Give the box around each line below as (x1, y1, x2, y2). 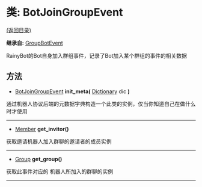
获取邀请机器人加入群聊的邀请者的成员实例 (6, 138, 112, 145)
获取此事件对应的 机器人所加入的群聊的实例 (6, 168, 113, 175)
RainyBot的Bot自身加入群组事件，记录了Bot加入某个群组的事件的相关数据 (6, 52, 188, 59)
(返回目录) (6, 26, 32, 34)
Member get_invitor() (14, 125, 69, 132)
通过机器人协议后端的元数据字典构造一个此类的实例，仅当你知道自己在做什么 (6, 100, 196, 107)
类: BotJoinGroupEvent (6, 5, 123, 19)
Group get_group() (14, 155, 63, 162)
